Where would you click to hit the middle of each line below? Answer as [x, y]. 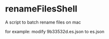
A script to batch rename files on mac [43, 22]
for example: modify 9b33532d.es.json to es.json [55, 31]
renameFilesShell [41, 9]
